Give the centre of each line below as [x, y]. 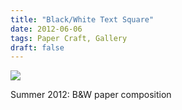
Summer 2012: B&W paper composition [91, 95]
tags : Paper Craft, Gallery [69, 38]
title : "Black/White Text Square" [82, 19]
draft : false [37, 47]
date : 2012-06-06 [46, 29]
